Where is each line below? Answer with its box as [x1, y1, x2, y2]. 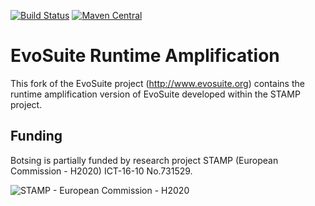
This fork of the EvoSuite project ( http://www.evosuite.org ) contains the [10, 77, 305, 89]
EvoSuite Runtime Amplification [10, 45, 280, 67]
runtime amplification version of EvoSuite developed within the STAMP [10, 88, 301, 100]
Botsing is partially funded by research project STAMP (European [10, 154, 279, 166]
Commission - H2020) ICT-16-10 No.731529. [10, 165, 193, 177]
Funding [10, 128, 63, 145]
